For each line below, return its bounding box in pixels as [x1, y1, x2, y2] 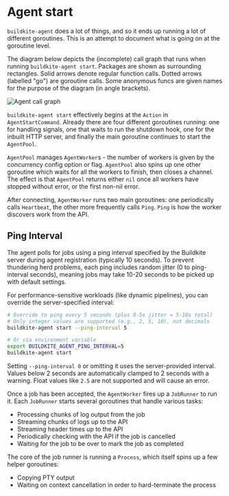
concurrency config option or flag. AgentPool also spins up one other [7, 160, 201, 168]
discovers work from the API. [7, 210, 89, 218]
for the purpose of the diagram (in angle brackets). [7, 84, 151, 92]
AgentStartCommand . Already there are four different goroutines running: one [7, 117, 220, 126]
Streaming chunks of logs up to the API [16, 418, 128, 426]
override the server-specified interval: [7, 298, 114, 306]
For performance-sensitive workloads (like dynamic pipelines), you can [7, 291, 208, 299]
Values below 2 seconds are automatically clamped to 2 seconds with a [7, 369, 209, 377]
